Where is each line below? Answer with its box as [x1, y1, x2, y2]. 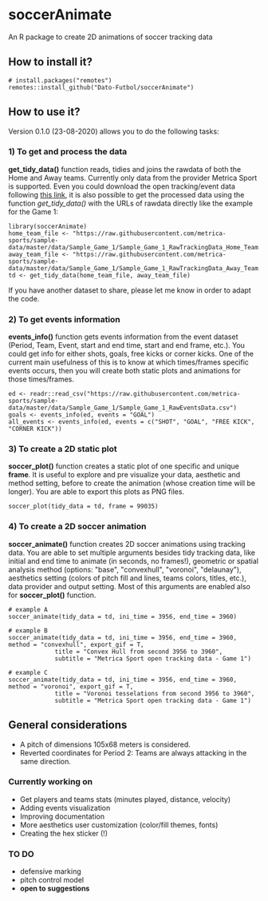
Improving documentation [19, 811, 105, 821]
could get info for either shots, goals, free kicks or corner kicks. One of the [8, 349, 254, 359]
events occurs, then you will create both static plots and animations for [8, 366, 242, 376]
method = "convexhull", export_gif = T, [8, 640, 145, 648]
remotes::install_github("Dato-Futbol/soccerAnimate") [8, 83, 195, 91]
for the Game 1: [8, 206, 58, 217]
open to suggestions [19, 883, 90, 893]
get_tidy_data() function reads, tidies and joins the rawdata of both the [8, 164, 242, 173]
